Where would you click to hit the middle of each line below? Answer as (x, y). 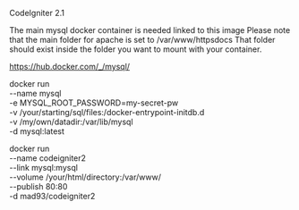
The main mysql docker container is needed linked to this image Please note (150, 30)
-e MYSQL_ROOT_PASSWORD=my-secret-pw (94, 103)
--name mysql (35, 93)
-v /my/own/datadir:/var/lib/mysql (71, 122)
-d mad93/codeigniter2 (52, 196)
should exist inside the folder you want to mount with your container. (136, 49)
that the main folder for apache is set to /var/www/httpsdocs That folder (142, 40)
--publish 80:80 (38, 186)
